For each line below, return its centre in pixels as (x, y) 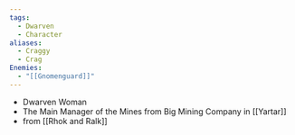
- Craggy (34, 51)
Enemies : (26, 68)
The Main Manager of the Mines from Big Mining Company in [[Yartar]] (154, 111)
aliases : (26, 43)
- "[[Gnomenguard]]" (56, 76)
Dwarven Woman (55, 102)
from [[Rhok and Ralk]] (65, 121)
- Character (40, 34)
